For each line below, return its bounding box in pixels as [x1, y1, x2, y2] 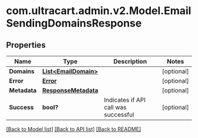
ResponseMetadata [42, 86, 98, 95]
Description [113, 58, 147, 65]
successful [104, 110, 134, 119]
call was [104, 103, 127, 111]
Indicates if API [104, 96, 146, 104]
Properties [6, 40, 46, 50]
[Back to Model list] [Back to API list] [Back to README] [6, 126, 141, 133]
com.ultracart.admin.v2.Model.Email [6, 4, 192, 18]
